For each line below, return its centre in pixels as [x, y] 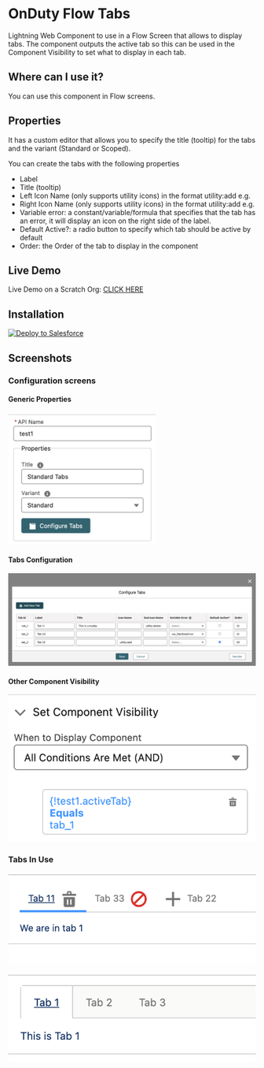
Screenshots [40, 358]
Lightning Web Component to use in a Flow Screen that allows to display [125, 35]
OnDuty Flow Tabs [70, 14]
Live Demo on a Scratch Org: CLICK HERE [76, 289]
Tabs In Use [31, 859]
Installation [36, 314]
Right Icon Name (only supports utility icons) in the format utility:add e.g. [137, 204]
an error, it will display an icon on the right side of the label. [115, 221]
